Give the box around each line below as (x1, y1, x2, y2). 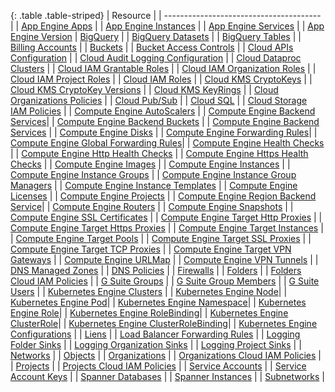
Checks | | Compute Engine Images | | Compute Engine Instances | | (10, 158, 291, 170)
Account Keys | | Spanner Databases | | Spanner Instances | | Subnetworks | (10, 371, 325, 382)
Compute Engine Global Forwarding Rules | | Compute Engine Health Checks (10, 137, 325, 149)
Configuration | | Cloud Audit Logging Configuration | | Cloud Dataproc (10, 52, 302, 64)
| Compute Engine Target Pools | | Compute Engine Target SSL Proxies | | (10, 233, 312, 244)
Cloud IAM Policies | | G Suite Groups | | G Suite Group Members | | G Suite (10, 275, 320, 287)
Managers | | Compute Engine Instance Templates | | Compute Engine (10, 180, 298, 191)
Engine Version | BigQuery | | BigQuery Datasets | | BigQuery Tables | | (10, 31, 302, 42)
